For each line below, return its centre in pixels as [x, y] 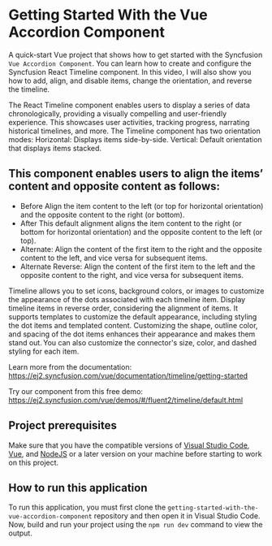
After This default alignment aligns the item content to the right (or [131, 223]
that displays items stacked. [55, 148]
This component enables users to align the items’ [136, 173]
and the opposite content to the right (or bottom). [102, 214]
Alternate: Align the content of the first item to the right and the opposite [141, 249]
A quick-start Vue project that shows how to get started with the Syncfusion [136, 54]
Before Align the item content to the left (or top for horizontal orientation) [142, 206]
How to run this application [78, 488]
